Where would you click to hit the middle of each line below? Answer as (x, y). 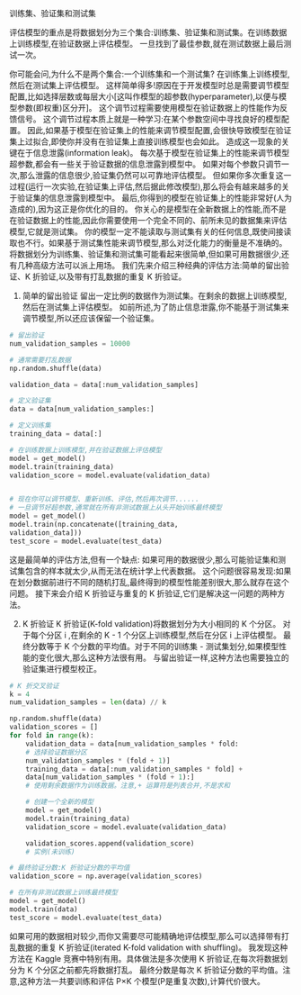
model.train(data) (44, 909)
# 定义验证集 (30, 401)
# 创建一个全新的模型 (60, 802)
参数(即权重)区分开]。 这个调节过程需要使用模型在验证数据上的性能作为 (148, 108)
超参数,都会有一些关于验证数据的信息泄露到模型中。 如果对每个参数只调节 (145, 164)
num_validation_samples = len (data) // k (88, 702)
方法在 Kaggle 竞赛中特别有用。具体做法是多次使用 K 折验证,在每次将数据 (145, 958)
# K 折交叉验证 (35, 686)
